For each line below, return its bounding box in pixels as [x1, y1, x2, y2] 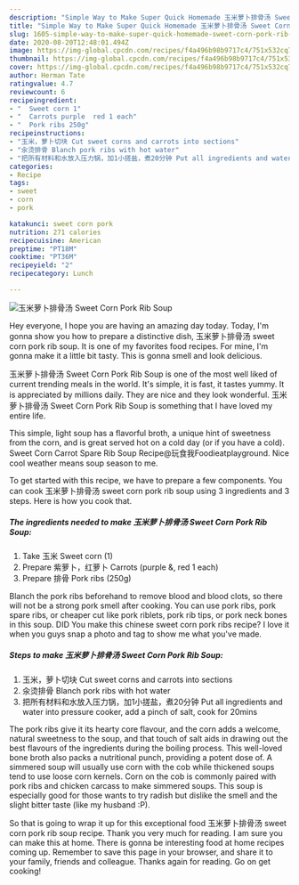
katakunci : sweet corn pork [9, 219, 114, 228]
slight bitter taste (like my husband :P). [9, 799, 150, 810]
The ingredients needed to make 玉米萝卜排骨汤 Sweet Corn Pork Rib [9, 517, 268, 528]
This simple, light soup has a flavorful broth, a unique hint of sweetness [9, 427, 271, 438]
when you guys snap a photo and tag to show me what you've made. [9, 629, 263, 639]
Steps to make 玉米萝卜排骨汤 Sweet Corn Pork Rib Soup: [9, 650, 224, 661]
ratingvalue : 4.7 [9, 79, 74, 88]
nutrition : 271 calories [9, 228, 101, 237]
